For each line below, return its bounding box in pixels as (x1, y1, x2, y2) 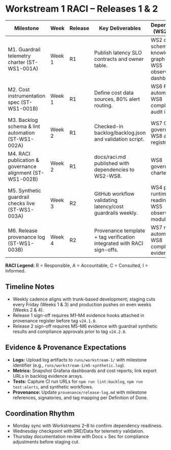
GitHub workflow (94, 190, 135, 197)
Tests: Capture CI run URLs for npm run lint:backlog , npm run (12, 378, 144, 384)
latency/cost (94, 203, 124, 210)
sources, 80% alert (94, 95, 140, 102)
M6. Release (8, 227, 38, 234)
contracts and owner (94, 55, 144, 63)
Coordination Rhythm (5, 409, 75, 417)
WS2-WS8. (94, 172, 122, 179)
